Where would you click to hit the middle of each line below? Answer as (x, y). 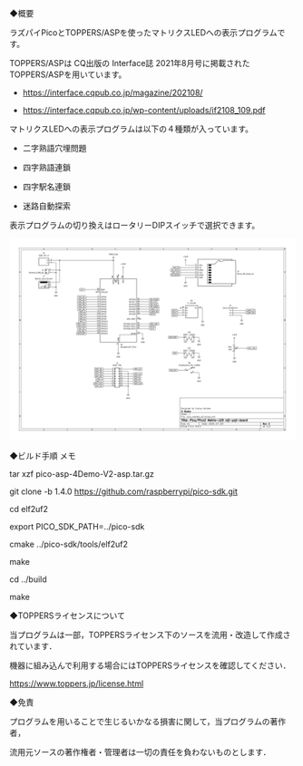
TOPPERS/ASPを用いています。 (68, 74)
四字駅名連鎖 (46, 187)
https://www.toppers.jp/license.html (77, 684)
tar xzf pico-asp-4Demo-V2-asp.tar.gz (82, 474)
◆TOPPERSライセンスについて (67, 616)
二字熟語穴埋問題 (54, 148)
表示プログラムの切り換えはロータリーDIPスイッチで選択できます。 (135, 225)
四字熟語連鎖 (46, 167)
